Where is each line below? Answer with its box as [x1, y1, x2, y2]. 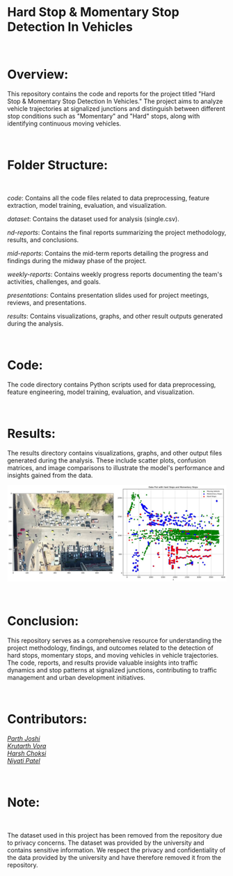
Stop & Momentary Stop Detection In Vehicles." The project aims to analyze [7, 97, 223, 105]
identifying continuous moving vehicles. [7, 119, 122, 128]
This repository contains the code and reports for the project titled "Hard [7, 89, 216, 98]
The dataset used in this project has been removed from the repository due [7, 831, 223, 839]
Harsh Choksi [7, 749, 47, 757]
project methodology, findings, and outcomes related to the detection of [7, 644, 214, 652]
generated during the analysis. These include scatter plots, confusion [7, 456, 207, 465]
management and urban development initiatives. [7, 674, 146, 682]
